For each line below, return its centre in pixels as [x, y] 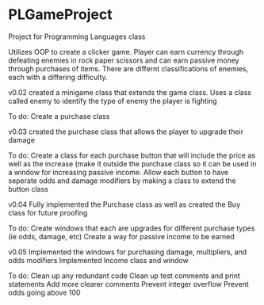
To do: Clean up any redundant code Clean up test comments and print [124, 276]
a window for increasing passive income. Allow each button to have [119, 172]
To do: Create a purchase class [59, 116]
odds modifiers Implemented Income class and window [98, 260]
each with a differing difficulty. [58, 77]
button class [29, 189]
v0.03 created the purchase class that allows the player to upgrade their [126, 132]
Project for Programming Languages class [77, 36]
